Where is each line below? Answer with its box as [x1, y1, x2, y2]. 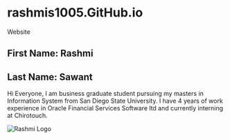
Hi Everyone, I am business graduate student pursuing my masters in [7, 90, 204, 98]
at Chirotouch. [7, 112, 48, 120]
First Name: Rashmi [7, 48, 94, 59]
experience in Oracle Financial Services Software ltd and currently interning [7, 104, 224, 112]
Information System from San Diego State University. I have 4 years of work [7, 97, 223, 105]
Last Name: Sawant [7, 71, 94, 83]
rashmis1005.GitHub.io [7, 5, 143, 21]
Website [7, 28, 31, 36]
